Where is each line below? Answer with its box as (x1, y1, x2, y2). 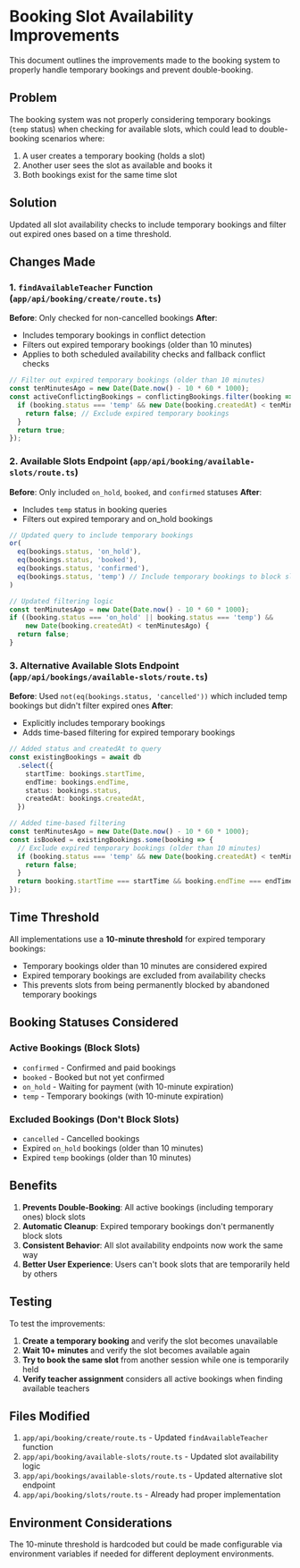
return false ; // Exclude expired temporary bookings (25, 409, 229, 417)
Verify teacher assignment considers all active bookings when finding (21, 1373, 283, 1384)
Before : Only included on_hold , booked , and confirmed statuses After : (9, 486, 262, 497)
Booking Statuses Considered (9, 1015, 179, 1030)
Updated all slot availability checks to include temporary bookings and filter (9, 219, 287, 230)
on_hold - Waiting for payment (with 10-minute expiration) (21, 1081, 234, 1092)
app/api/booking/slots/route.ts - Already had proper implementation (21, 1489, 281, 1500)
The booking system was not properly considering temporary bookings (9, 114, 271, 124)
